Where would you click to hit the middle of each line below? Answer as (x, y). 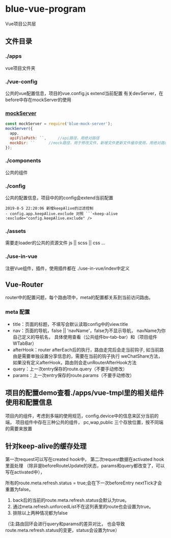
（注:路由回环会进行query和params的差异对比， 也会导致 (65, 524)
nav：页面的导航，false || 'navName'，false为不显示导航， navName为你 (89, 331)
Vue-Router (24, 285)
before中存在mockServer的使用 (38, 100)
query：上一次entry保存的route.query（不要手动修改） (70, 369)
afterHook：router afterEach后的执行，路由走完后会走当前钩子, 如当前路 (88, 349)
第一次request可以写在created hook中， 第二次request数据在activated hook (85, 459)
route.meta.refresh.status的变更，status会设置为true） (63, 530)
